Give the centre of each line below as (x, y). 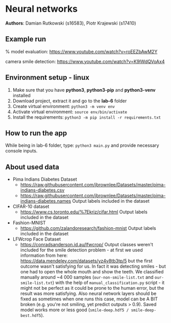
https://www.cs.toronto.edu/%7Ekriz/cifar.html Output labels (84, 212)
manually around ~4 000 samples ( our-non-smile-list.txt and (87, 277)
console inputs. (21, 151)
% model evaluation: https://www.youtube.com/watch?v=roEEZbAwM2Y (81, 51)
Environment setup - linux (47, 78)
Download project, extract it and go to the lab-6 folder (70, 101)
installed (21, 95)
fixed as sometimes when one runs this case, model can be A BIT (89, 299)
